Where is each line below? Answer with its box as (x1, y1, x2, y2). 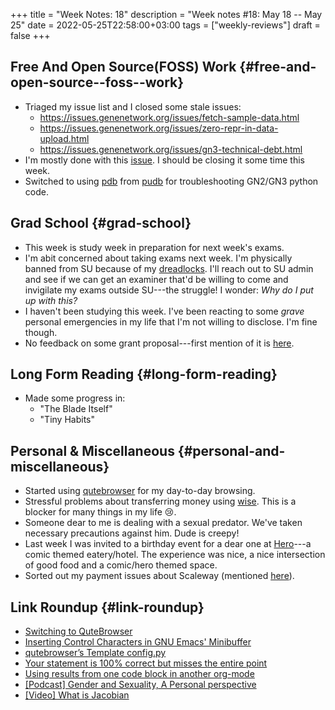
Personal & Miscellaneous (10, 442, 175, 459)
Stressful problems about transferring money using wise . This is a (24, 495, 297, 508)
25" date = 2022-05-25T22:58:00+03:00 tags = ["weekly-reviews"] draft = (10, 19, 321, 31)
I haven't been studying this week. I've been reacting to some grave (24, 305, 305, 317)
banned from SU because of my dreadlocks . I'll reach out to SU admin (24, 262, 314, 274)
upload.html (39, 132, 90, 144)
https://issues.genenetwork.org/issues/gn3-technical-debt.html (39, 143, 303, 155)
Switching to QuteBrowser (24, 625, 133, 638)
